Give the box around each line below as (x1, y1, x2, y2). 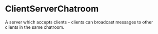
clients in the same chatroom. (5, 24, 64, 30)
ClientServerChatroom (5, 3, 99, 14)
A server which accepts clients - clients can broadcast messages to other (5, 19, 153, 25)
